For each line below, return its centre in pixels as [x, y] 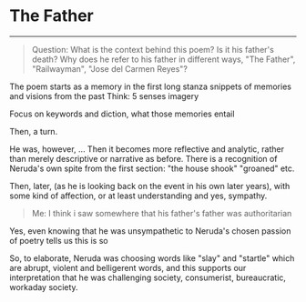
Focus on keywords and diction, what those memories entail [122, 114]
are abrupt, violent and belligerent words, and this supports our [128, 267]
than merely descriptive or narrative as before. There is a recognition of [143, 158]
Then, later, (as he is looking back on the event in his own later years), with [150, 186]
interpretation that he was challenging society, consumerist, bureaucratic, [148, 277]
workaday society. [44, 287]
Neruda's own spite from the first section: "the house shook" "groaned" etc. [152, 168]
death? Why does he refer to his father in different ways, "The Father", [163, 59]
